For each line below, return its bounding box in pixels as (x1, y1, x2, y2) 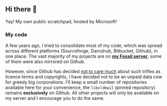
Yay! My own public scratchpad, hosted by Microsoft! (5, 18, 117, 24)
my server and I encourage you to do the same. (5, 95, 105, 101)
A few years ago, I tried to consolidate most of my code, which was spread (5, 42, 162, 48)
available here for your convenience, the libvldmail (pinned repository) (5, 84, 155, 91)
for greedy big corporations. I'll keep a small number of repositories (5, 79, 147, 85)
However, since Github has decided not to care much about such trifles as (5, 69, 161, 75)
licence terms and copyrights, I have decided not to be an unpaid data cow (5, 74, 162, 80)
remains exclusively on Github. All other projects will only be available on (5, 90, 159, 96)
